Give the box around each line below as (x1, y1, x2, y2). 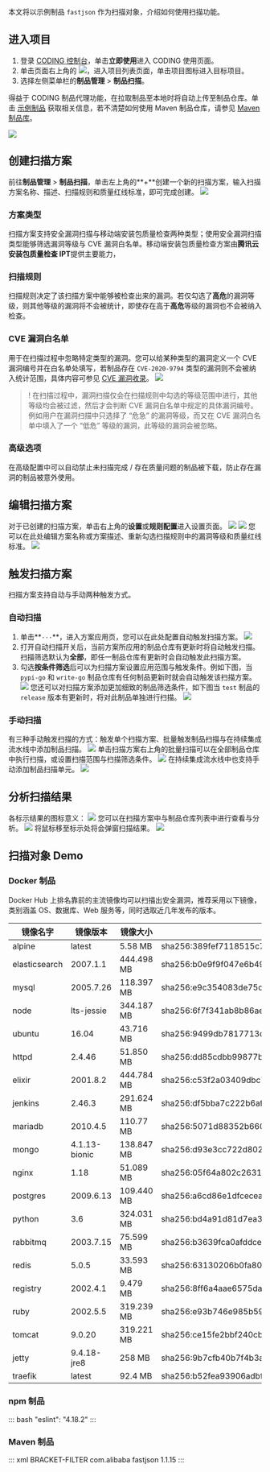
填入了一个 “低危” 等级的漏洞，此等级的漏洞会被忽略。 (42, 420, 223, 430)
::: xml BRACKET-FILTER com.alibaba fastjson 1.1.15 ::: (8, 1455, 185, 1465)
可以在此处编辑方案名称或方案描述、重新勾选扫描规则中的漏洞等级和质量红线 (8, 531, 262, 541)
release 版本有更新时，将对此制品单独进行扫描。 (19, 692, 182, 702)
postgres (12, 1190, 47, 1201)
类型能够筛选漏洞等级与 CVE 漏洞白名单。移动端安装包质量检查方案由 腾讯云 (8, 238, 260, 248)
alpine (12, 941, 36, 952)
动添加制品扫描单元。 (8, 764, 79, 775)
